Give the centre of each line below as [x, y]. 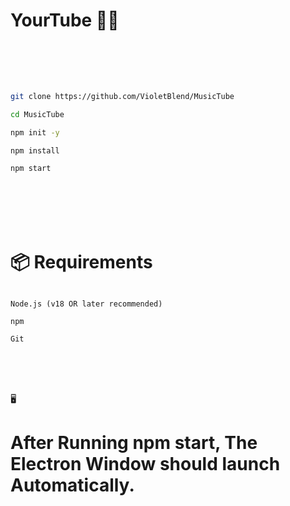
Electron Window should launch [145, 464]
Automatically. [72, 485]
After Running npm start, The [134, 443]
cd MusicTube [37, 114]
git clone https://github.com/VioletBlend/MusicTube [122, 96]
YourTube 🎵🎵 [65, 20]
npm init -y [35, 132]
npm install [35, 150]
